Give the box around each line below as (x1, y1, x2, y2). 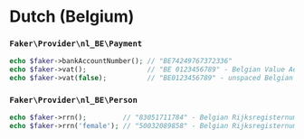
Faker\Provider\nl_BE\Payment (9, 39, 143, 49)
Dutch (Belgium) (9, 6, 135, 27)
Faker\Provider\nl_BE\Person (9, 95, 138, 106)
